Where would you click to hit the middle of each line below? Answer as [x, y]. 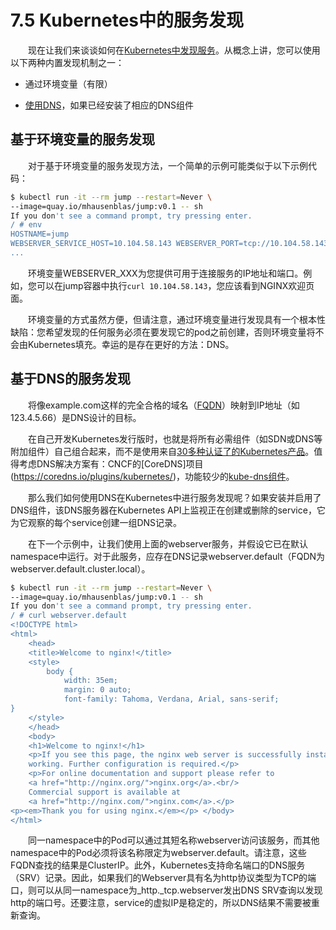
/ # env [26, 225]
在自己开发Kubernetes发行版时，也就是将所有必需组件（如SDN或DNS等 [175, 438]
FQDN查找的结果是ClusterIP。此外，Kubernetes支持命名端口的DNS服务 [158, 865]
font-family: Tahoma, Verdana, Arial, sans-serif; [171, 699]
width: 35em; [90, 681]
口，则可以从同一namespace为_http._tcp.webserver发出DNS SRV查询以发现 [166, 890]
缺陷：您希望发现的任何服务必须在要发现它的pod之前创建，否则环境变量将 [163, 332]
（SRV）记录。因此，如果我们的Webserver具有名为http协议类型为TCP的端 [163, 878]
